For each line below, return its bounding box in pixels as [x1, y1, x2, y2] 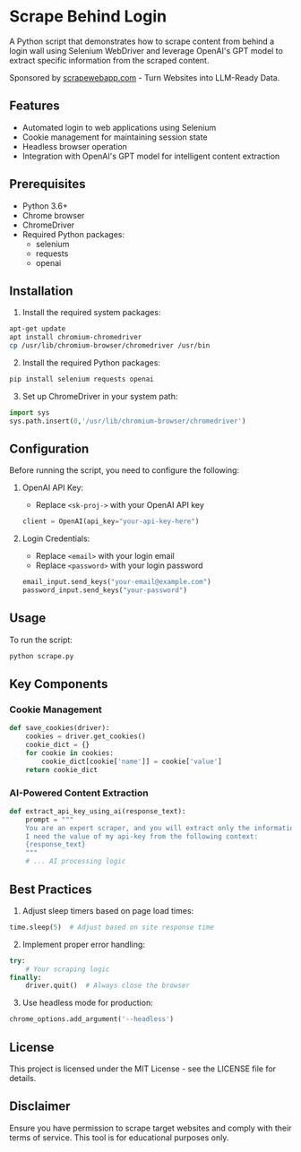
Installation [9, 283, 73, 298]
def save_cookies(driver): [9, 724, 110, 733]
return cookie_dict [25, 765, 99, 774]
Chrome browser [21, 210, 85, 220]
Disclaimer [9, 1099, 71, 1114]
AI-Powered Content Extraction [9, 787, 150, 799]
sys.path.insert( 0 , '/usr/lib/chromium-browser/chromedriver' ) [9, 417, 246, 426]
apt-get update [9, 324, 66, 333]
